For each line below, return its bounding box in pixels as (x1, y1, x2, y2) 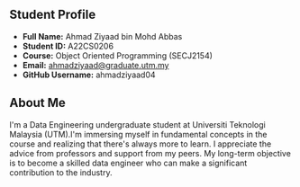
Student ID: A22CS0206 (22, 40, 114, 51)
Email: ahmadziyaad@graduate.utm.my (22, 59, 169, 70)
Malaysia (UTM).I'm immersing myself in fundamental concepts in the (9, 129, 268, 139)
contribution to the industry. (9, 166, 113, 178)
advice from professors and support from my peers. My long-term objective (9, 147, 291, 158)
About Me (9, 95, 66, 111)
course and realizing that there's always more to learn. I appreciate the (9, 138, 272, 149)
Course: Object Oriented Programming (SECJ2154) (22, 49, 214, 61)
